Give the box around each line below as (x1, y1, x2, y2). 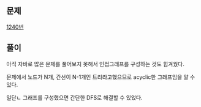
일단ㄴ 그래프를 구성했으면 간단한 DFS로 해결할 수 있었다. (6, 94, 143, 101)
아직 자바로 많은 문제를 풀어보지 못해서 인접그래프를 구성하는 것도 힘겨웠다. (6, 60, 185, 67)
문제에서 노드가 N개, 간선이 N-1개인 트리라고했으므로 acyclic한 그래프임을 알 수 (6, 73, 195, 81)
